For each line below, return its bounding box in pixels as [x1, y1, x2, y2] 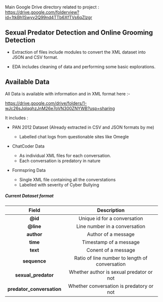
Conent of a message [86, 246, 135, 253]
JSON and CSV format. [12, 54, 58, 60]
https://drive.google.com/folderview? [5, 9, 80, 15]
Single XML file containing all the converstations [19, 176, 116, 182]
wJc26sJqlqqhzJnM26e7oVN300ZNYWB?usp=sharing [5, 105, 115, 111]
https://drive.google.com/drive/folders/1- [5, 100, 87, 106]
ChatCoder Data [12, 143, 45, 149]
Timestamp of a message [81, 239, 140, 245]
